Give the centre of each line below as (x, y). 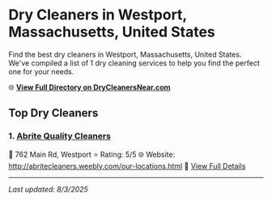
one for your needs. (41, 71)
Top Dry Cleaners (53, 114)
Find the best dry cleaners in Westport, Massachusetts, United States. (125, 54)
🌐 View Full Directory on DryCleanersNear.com (90, 87)
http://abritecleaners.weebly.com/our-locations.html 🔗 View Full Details (127, 166)
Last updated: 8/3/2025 (49, 189)
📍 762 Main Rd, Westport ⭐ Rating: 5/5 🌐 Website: (92, 154)
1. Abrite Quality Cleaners (60, 137)
